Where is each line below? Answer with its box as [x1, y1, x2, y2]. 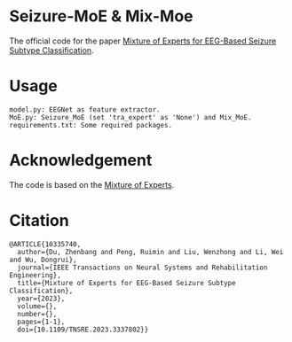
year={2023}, [17, 294, 66, 303]
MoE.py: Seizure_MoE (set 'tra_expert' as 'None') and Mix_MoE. [9, 113, 252, 121]
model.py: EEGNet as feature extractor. [9, 105, 162, 114]
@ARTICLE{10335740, [9, 239, 82, 249]
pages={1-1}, [17, 317, 66, 326]
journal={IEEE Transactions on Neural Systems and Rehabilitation [17, 263, 268, 272]
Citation [9, 211, 69, 230]
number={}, [17, 309, 58, 318]
